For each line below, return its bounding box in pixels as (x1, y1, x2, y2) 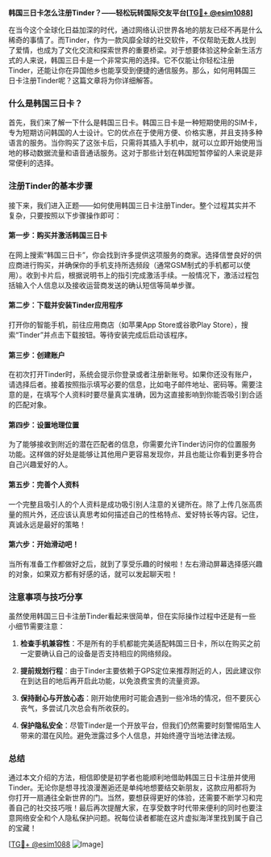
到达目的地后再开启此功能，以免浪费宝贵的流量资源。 (27, 676, 204, 686)
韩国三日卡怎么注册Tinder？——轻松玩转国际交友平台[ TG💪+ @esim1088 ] (8, 8, 253, 17)
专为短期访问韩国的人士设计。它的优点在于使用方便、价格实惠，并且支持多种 (8, 128, 263, 138)
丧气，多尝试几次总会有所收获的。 (19, 703, 134, 713)
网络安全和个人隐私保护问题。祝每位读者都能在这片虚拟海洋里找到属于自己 (15, 813, 263, 823)
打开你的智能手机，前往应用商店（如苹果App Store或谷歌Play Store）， (8, 320, 242, 329)
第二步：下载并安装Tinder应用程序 (8, 300, 123, 310)
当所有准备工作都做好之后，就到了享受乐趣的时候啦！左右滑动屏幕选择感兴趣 (8, 558, 263, 569)
